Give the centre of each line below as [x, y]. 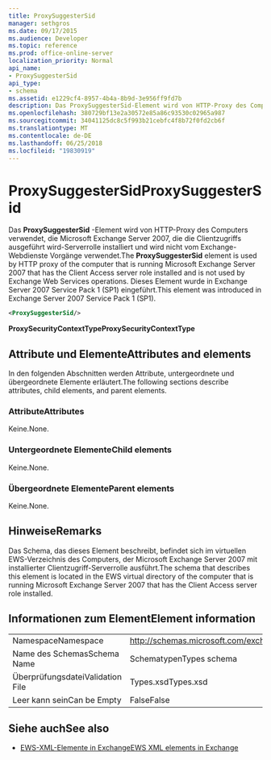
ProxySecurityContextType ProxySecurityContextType [102, 329]
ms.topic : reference [43, 46]
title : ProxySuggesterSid [52, 16]
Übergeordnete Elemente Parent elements [92, 488]
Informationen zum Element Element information [132, 619]
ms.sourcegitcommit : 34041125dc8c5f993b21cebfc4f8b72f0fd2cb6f [117, 121]
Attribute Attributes [46, 411]
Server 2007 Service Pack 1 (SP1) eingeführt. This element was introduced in [135, 290]
